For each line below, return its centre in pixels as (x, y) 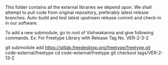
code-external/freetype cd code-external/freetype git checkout (71, 53)
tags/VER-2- (150, 53)
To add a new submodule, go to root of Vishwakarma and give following (79, 32)
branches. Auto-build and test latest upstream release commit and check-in (83, 18)
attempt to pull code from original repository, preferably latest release (77, 12)
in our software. (22, 23)
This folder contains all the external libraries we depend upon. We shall (78, 7)
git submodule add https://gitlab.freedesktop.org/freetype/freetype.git (78, 47)
